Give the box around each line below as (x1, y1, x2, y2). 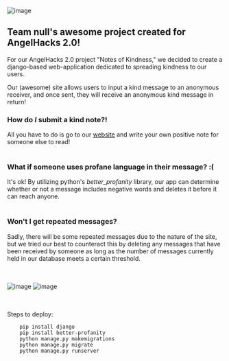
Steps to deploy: (7, 310, 53, 318)
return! (7, 97, 26, 106)
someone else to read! (7, 138, 71, 146)
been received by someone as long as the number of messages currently (7, 247, 214, 255)
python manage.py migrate (19, 341, 94, 348)
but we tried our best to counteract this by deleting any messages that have (7, 240, 221, 248)
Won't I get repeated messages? (7, 217, 118, 226)
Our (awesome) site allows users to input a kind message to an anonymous (7, 83, 219, 91)
